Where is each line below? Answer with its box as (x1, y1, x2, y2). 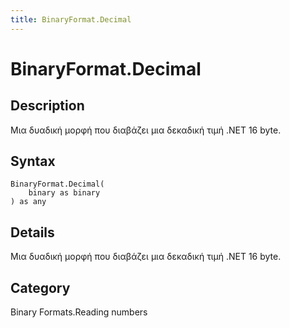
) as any (10, 197, 47, 207)
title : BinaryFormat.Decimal (10, 14, 132, 25)
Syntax (10, 153, 56, 170)
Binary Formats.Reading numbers (10, 306, 148, 318)
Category (10, 279, 71, 296)
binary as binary (28, 188, 101, 198)
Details (10, 224, 55, 241)
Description (10, 97, 85, 115)
